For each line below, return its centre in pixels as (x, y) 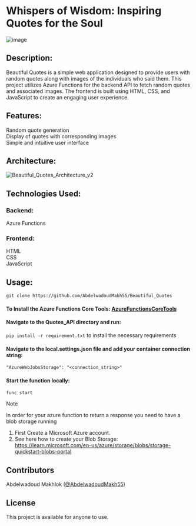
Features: (24, 116)
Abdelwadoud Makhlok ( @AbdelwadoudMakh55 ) (66, 484)
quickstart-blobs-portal (43, 452)
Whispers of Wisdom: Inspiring (84, 11)
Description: (29, 58)
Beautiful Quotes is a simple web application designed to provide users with (98, 72)
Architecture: (31, 161)
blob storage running (31, 421)
